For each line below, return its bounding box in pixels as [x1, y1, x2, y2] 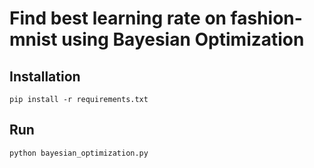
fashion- [230, 7, 303, 30]
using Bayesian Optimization [61, 28, 305, 51]
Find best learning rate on [9, 7, 227, 30]
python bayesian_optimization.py [9, 148, 149, 158]
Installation [9, 68, 81, 85]
